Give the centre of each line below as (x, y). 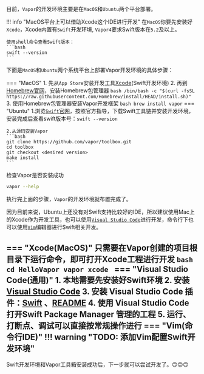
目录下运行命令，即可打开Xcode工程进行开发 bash (100, 260)
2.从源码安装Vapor (27, 131)
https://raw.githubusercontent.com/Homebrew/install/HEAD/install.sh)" (99, 97)
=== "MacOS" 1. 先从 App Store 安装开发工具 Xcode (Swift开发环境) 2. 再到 (97, 83)
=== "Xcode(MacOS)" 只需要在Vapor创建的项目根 (102, 248)
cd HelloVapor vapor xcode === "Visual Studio (97, 269)
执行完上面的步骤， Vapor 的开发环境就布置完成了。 (69, 199)
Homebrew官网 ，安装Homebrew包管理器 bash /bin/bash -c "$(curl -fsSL (101, 90)
